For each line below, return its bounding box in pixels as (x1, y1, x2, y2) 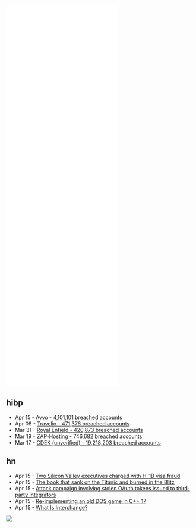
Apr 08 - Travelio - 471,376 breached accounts (14, 420, 130, 427)
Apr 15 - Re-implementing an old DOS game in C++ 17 (14, 497, 147, 505)
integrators (29, 491, 56, 498)
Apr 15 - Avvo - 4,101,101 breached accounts (14, 414, 123, 421)
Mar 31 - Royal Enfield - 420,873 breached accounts (14, 426, 143, 433)
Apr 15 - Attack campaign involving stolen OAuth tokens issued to (14, 484, 175, 492)
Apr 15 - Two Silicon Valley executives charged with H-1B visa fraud (14, 472, 181, 479)
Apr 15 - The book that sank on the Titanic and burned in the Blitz (14, 479, 175, 486)
